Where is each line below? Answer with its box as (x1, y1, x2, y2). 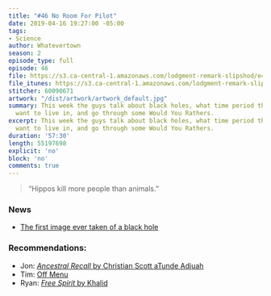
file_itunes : (8, 79, 52, 87)
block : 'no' (8, 154, 48, 162)
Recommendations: (8, 243, 87, 254)
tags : (8, 27, 27, 35)
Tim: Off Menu (19, 269, 69, 279)
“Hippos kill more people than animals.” (27, 184, 160, 194)
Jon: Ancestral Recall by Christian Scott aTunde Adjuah (19, 261, 204, 270)
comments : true (8, 162, 60, 170)
